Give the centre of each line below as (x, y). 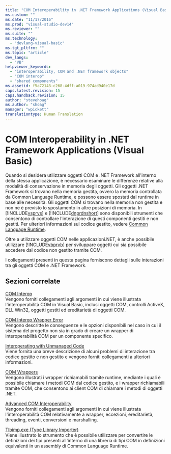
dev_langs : (17, 57)
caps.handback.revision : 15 (35, 95)
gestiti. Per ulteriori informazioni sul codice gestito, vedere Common (77, 224)
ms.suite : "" (19, 34)
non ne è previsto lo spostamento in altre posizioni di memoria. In (74, 207)
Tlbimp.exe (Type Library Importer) (42, 430)
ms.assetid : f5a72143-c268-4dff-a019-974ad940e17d (60, 86)
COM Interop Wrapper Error (34, 319)
